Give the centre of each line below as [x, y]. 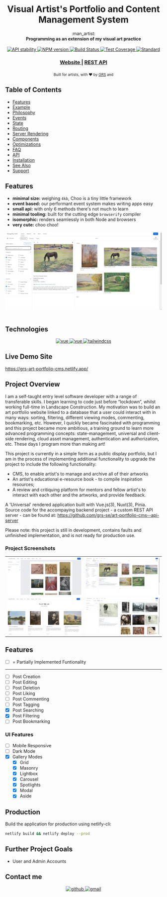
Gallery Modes [27, 757]
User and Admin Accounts [39, 861]
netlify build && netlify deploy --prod [48, 834]
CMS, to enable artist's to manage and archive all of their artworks [80, 474]
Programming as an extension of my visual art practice [83, 39]
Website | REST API [83, 62]
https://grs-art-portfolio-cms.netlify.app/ [47, 369]
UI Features [19, 735]
